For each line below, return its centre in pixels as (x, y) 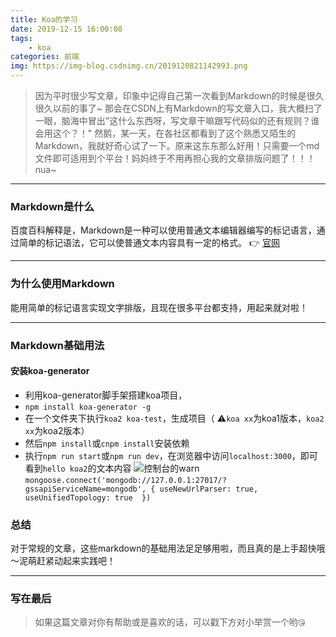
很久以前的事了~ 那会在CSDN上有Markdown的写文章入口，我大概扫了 (178, 108)
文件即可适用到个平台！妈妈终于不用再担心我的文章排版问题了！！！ (175, 158)
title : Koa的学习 (44, 19)
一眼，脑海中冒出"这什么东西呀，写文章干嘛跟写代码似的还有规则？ (173, 120)
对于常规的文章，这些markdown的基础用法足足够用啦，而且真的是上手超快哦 (168, 548)
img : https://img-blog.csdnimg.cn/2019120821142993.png (129, 66)
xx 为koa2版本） (57, 430)
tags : (21, 38)
